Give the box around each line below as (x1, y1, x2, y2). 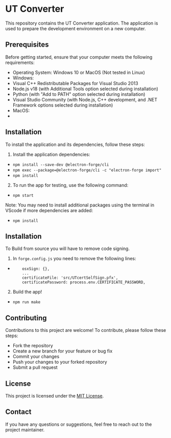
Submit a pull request (12, 364, 58, 370)
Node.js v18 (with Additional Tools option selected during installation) (12, 86, 158, 92)
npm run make (12, 300, 41, 305)
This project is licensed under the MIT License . (5, 393, 104, 399)
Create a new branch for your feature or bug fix (12, 348, 113, 354)
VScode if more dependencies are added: (5, 207, 93, 213)
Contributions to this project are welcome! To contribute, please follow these (5, 327, 166, 333)
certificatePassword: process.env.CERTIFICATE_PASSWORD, (22, 280, 146, 285)
